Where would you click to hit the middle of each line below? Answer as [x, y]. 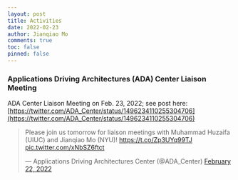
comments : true [30, 41]
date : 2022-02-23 [33, 27]
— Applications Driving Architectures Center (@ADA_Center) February [128, 161]
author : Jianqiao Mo [38, 34]
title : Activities [35, 21]
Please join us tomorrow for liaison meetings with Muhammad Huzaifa [127, 132]
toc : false [24, 47]
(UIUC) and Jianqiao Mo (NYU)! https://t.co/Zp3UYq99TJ [108, 140]
